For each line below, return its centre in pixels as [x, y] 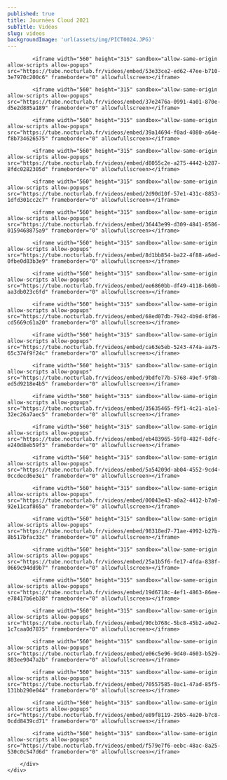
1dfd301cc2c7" [28, 200]
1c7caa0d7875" [28, 629]
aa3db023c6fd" [28, 292]
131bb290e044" [28, 691]
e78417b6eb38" [28, 599]
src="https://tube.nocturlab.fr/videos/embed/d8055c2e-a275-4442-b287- [114, 163]
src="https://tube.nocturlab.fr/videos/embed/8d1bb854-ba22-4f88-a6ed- [114, 255]
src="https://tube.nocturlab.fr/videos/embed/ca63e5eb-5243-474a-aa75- [114, 348]
